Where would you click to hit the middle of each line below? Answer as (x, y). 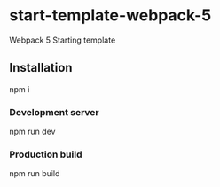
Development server (54, 112)
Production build (46, 154)
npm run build (35, 174)
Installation (41, 68)
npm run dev (32, 132)
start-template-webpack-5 (110, 16)
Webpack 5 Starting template (63, 40)
